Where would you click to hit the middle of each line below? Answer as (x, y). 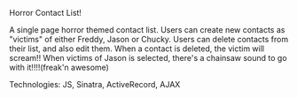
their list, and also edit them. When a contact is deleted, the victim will (137, 49)
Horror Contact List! (46, 13)
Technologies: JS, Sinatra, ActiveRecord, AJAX (95, 84)
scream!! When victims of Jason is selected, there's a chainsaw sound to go (148, 58)
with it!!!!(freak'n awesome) (59, 67)
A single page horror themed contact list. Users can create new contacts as (147, 30)
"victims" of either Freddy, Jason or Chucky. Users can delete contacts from (149, 39)
